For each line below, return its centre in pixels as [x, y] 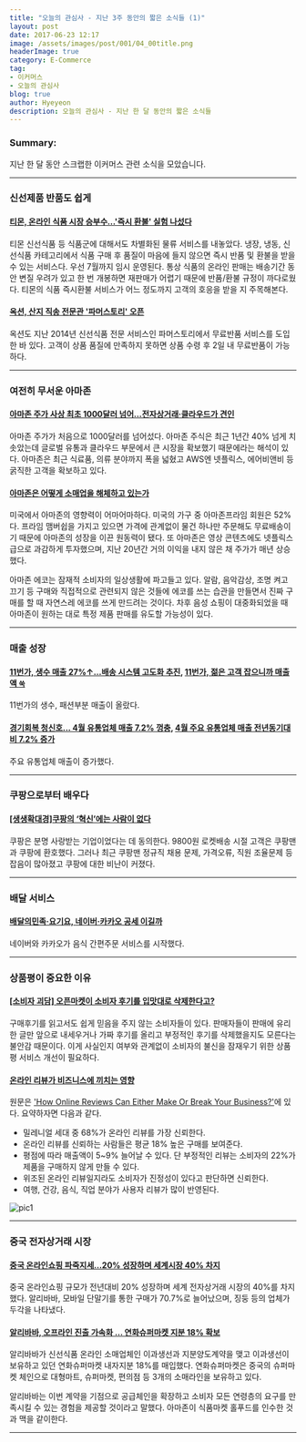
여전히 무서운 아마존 [51, 391]
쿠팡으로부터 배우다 [49, 795]
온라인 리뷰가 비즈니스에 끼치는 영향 [72, 1079]
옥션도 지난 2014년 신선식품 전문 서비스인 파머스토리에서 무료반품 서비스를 [141, 333]
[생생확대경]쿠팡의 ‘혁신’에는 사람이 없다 [81, 819]
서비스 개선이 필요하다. [59, 1057]
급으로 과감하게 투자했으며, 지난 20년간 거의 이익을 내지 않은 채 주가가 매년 [142, 549]
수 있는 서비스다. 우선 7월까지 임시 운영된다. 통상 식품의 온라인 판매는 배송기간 [148, 266]
